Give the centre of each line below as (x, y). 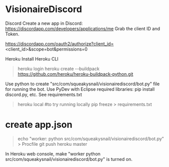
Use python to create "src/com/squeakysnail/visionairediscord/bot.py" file (82, 84)
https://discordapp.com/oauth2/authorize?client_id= (60, 43)
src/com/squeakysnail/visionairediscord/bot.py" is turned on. (69, 159)
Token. (12, 34)
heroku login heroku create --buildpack (59, 69)
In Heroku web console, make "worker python (53, 154)
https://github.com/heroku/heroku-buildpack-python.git (75, 74)
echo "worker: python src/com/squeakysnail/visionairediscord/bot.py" (91, 138)
